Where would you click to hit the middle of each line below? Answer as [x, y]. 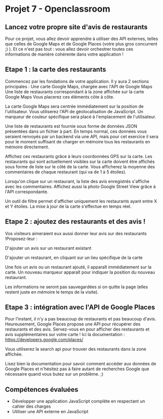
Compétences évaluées [42, 389]
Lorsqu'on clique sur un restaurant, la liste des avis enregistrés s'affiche [77, 181]
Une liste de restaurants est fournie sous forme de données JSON [71, 126]
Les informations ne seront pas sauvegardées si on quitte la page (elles [77, 287]
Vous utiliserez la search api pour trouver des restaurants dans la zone [76, 349]
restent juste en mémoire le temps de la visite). [52, 292]
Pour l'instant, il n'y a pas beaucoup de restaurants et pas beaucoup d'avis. [81, 319]
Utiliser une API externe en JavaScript [50, 412]
